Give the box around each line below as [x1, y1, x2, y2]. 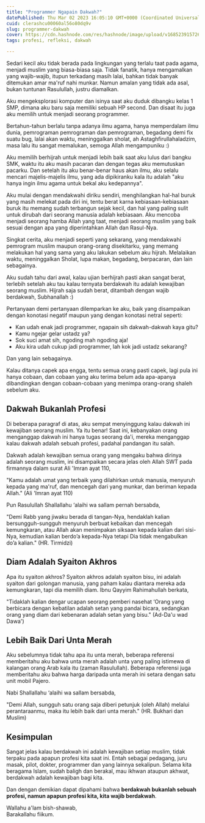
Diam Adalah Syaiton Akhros [6, 557, 117, 567]
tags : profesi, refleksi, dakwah [6, 37, 92, 43]
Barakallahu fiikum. [6, 811, 55, 818]
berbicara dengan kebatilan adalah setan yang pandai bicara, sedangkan [6, 604, 190, 612]
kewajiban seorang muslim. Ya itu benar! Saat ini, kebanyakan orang [6, 426, 178, 434]
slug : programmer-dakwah [6, 26, 70, 32]
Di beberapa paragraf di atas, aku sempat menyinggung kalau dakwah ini [6, 420, 190, 427]
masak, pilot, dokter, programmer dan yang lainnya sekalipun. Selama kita [6, 761, 192, 769]
